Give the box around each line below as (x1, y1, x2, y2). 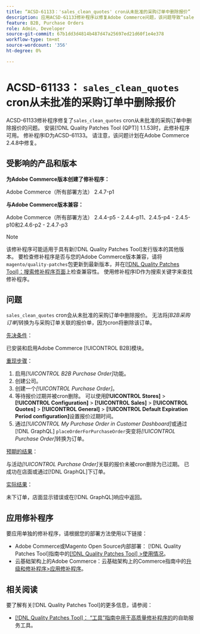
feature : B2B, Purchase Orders (6, 20, 84, 26)
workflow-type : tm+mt (6, 37, 60, 43)
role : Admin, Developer (6, 25, 66, 32)
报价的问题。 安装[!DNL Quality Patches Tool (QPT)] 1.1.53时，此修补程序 (11, 124, 190, 131)
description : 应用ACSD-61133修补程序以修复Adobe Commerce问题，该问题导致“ (6, 14, 184, 20)
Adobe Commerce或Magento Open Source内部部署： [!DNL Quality (14, 543, 181, 550)
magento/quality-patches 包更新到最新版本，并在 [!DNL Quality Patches (6, 260, 180, 267)
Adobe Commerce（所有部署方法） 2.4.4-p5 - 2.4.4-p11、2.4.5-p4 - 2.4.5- (6, 213, 191, 221)
